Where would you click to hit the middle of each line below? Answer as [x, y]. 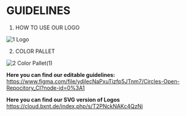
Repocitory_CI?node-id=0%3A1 [46, 88]
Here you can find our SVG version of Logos [63, 100]
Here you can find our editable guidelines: [61, 74]
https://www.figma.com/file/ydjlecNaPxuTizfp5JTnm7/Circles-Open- [93, 81]
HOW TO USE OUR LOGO [47, 27]
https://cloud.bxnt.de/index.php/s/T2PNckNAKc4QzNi [75, 106]
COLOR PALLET [35, 51]
